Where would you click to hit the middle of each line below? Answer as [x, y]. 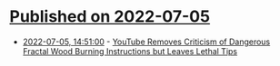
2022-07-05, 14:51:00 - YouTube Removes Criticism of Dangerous [146, 42]
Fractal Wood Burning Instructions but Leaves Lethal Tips [130, 51]
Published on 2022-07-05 [110, 17]
